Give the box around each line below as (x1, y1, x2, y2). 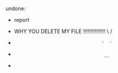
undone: (5, 5, 26, 12)
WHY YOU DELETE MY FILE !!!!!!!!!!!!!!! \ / (14, 28, 113, 35)
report (14, 16, 30, 23)
